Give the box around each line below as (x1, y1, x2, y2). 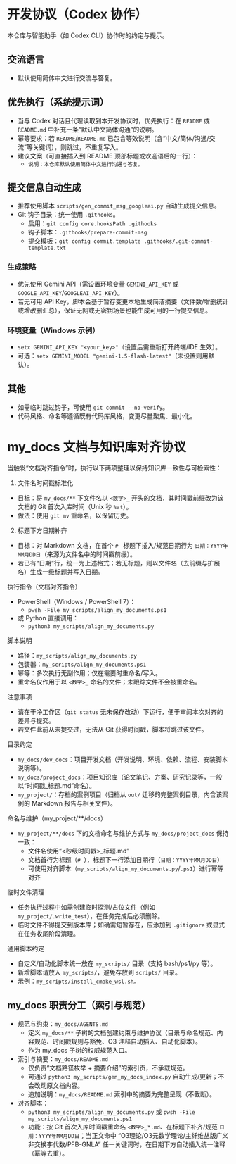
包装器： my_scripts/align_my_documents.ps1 (17, 660, 147, 668)
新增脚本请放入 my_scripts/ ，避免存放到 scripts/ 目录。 (17, 968, 181, 976)
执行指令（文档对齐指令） (7, 582, 81, 591)
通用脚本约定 (7, 944, 44, 953)
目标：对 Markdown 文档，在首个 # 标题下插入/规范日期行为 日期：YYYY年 (17, 541, 228, 549)
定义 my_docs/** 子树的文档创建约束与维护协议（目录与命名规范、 (27, 1028, 218, 1037)
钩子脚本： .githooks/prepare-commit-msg (27, 228, 147, 237)
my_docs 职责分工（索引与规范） (7, 999, 151, 1011)
